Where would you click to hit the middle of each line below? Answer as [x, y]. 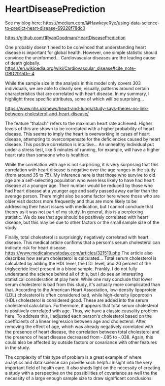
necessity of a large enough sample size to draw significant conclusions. [79, 378]
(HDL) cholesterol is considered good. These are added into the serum [77, 300]
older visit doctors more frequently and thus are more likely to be [71, 201]
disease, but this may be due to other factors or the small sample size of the [82, 222]
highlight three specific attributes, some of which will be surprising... [75, 99]
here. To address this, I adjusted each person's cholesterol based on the [78, 316]
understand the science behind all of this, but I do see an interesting [74, 274]
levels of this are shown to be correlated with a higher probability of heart [80, 128]
